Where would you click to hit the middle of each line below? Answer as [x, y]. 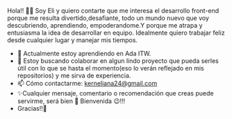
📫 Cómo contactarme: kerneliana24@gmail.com [87, 83]
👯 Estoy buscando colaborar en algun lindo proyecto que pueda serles [118, 61]
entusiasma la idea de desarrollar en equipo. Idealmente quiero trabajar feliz [116, 33]
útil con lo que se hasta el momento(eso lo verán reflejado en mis [110, 68]
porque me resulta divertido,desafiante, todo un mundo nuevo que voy [108, 18]
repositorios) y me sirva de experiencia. [74, 75]
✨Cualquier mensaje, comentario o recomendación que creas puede [115, 93]
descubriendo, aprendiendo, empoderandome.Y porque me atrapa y [105, 25]
